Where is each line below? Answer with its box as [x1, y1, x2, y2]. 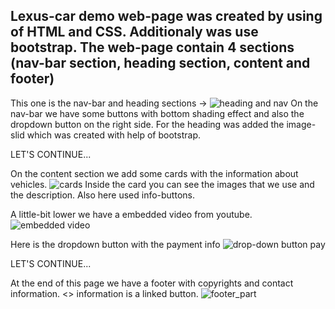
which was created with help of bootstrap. [26, 129, 201, 141]
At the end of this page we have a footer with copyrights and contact [10, 277, 294, 289]
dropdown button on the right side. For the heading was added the [10, 118, 285, 130]
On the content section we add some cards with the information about [10, 167, 299, 179]
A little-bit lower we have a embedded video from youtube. [10, 208, 253, 220]
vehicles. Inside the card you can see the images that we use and [10, 178, 315, 190]
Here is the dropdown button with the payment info [10, 238, 221, 250]
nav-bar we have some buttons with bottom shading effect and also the [10, 107, 305, 119]
